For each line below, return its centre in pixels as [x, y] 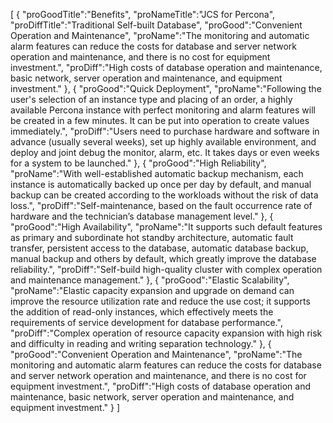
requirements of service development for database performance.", [146, 322]
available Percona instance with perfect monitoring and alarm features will [163, 110]
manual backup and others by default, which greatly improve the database [163, 258]
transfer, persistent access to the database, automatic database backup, [159, 248]
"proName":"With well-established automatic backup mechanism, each [157, 173]
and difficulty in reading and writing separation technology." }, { [141, 343]
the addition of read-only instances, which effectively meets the [142, 312]
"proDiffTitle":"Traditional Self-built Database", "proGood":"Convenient [156, 25]
